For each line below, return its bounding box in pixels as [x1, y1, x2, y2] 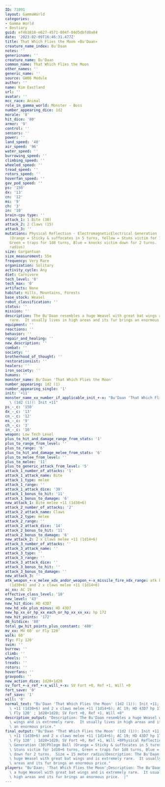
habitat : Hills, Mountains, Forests [5, 290, 80, 295]
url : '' [5, 89, 21, 94]
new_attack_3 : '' [5, 573, 41, 579]
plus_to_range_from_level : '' [5, 441, 67, 446]
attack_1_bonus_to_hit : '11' [5, 491, 65, 496]
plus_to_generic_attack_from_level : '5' [5, 464, 89, 469]
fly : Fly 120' [5, 637, 34, 643]
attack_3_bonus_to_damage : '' [5, 569, 67, 574]
